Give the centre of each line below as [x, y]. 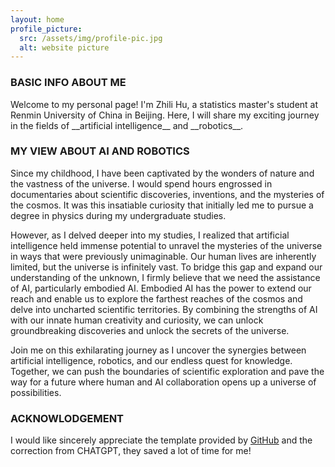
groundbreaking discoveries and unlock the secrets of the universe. [150, 330]
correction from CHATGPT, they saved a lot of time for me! [131, 451]
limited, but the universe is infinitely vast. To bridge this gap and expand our [166, 267]
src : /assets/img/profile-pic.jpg [91, 38]
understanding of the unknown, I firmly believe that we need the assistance [165, 277]
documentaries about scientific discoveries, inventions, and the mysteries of [167, 194]
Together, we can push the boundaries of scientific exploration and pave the [167, 371]
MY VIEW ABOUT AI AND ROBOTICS [100, 151]
